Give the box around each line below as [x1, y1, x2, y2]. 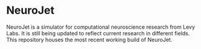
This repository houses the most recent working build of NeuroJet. [6, 36, 173, 43]
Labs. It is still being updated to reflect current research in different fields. [6, 29, 190, 36]
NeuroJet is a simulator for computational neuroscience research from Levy [6, 23, 196, 30]
